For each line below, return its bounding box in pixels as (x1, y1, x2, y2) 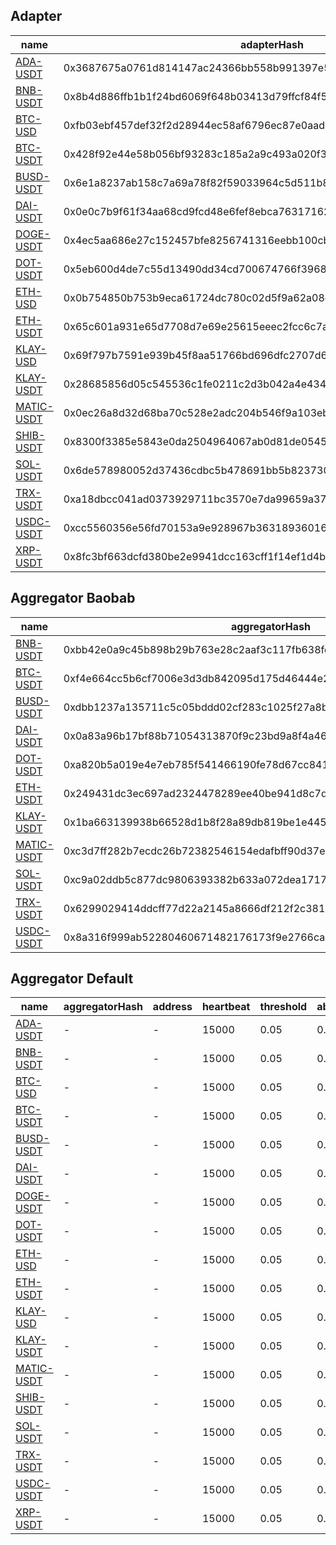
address (152, 1000, 193, 1014)
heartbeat (201, 1000, 251, 1014)
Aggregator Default (10, 970, 134, 988)
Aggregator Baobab (10, 590, 136, 607)
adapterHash (240, 37, 304, 51)
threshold (259, 1000, 308, 1014)
